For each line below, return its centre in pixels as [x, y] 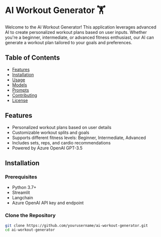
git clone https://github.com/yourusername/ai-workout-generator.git [77, 225]
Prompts [20, 90]
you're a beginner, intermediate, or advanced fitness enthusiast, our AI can [80, 37]
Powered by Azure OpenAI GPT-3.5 [47, 148]
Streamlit [21, 192]
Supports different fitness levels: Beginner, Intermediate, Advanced [79, 138]
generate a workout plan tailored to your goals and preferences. [69, 42]
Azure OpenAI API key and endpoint [48, 203]
